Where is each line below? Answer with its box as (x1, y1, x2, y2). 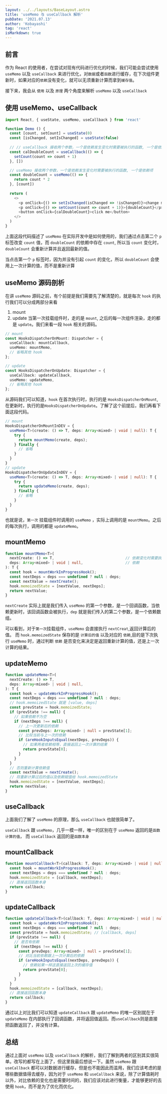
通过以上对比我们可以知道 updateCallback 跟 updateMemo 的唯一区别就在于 (5, 1010, 155, 1015)
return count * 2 (14, 177, 50, 182)
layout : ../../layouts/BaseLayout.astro (5, 7, 90, 12)
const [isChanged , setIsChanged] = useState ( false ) (9, 135, 119, 140)
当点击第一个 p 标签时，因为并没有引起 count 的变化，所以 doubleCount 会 (5, 256, 155, 262)
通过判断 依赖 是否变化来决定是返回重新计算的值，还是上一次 (36, 638, 160, 644)
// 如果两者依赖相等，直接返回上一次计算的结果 (23, 742, 108, 747)
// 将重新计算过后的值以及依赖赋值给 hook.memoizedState (9, 775, 118, 780)
